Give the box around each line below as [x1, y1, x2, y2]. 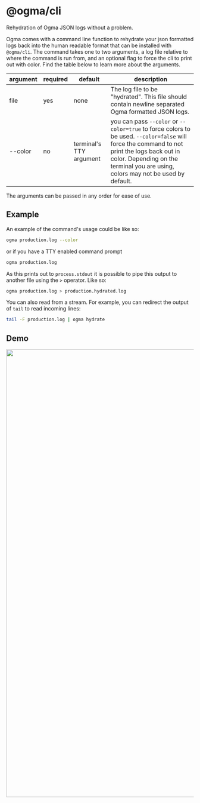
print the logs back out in [110, 147, 180, 155]
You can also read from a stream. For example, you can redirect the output [6, 299, 189, 306]
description [133, 75, 168, 83]
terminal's [73, 139, 102, 147]
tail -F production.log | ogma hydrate [6, 316, 105, 323]
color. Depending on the [110, 154, 179, 162]
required [43, 75, 68, 83]
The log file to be [110, 85, 158, 93]
